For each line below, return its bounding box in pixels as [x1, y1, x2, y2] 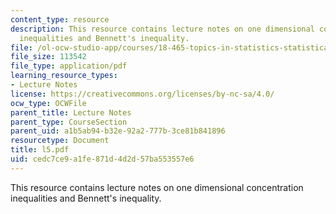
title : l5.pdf [10, 145, 70, 155]
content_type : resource [10, 14, 110, 25]
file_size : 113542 [10, 52, 87, 62]
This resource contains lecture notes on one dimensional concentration [10, 181, 304, 193]
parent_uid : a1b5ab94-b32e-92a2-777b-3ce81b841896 [10, 126, 226, 136]
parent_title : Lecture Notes [10, 107, 132, 118]
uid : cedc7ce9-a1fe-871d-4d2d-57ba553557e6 [10, 154, 195, 164]
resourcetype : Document [10, 136, 110, 146]
